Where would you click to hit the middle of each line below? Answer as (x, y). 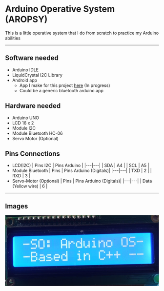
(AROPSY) (26, 19)
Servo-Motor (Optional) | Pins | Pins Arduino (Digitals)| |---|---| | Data (82, 181)
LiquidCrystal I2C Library (37, 75)
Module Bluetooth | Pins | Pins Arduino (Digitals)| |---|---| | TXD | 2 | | (82, 171)
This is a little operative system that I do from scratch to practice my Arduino (82, 33)
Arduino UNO (26, 118)
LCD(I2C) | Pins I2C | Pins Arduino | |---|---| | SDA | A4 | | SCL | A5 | (81, 166)
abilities (13, 38)
